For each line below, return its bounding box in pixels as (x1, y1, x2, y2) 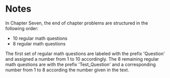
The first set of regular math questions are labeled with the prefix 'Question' (5, 50, 165, 57)
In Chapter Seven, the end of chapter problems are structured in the (5, 20, 148, 26)
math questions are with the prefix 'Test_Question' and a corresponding (5, 61, 156, 67)
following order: (5, 25, 39, 31)
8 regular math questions (12, 40, 66, 46)
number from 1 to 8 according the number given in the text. (5, 67, 129, 73)
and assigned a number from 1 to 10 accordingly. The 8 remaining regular (5, 56, 159, 62)
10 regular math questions (12, 35, 68, 41)
